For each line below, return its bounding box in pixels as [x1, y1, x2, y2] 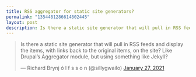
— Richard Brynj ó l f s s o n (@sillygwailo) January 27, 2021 [20, 65, 164, 72]
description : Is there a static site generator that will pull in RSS [6, 24, 181, 31]
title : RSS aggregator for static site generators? [6, 8, 134, 15]
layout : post [6, 19, 38, 25]
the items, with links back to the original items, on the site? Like [20, 47, 173, 54]
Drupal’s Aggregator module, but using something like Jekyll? [20, 53, 168, 60]
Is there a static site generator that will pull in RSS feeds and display [20, 41, 184, 48]
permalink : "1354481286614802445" [6, 14, 90, 20]
